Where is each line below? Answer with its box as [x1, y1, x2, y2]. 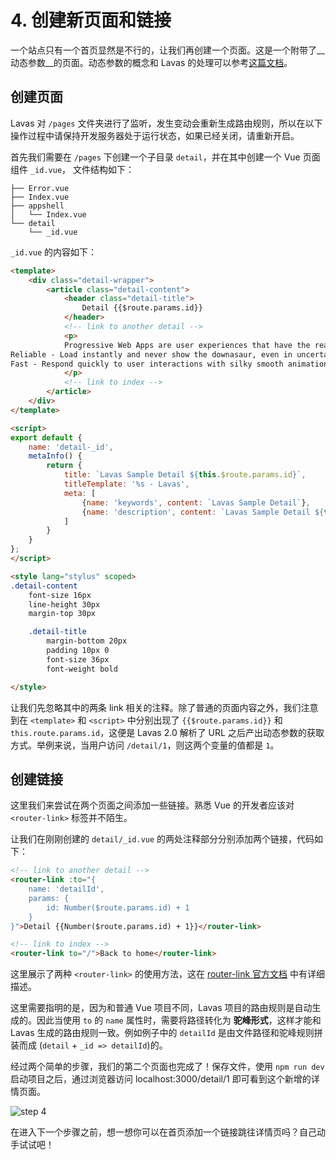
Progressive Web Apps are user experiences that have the [63, 340, 311, 350]
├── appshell [10, 201, 65, 211]
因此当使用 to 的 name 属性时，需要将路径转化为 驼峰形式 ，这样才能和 [36, 1014, 322, 1026]
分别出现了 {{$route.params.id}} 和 [135, 714, 283, 726]
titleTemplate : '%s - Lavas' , [63, 479, 190, 489]
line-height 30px [28, 599, 101, 610]
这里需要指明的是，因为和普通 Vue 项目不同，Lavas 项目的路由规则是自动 [10, 1002, 313, 1014]
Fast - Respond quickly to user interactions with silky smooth [10, 359, 284, 369]
